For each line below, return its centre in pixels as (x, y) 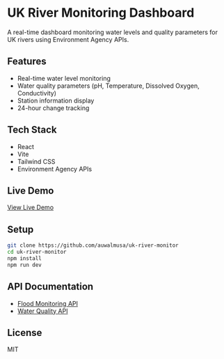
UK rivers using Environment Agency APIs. (68, 39)
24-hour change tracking (53, 108)
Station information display (56, 100)
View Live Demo (31, 208)
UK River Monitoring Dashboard (101, 13)
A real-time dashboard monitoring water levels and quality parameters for (112, 32)
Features (27, 62)
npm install (24, 258)
